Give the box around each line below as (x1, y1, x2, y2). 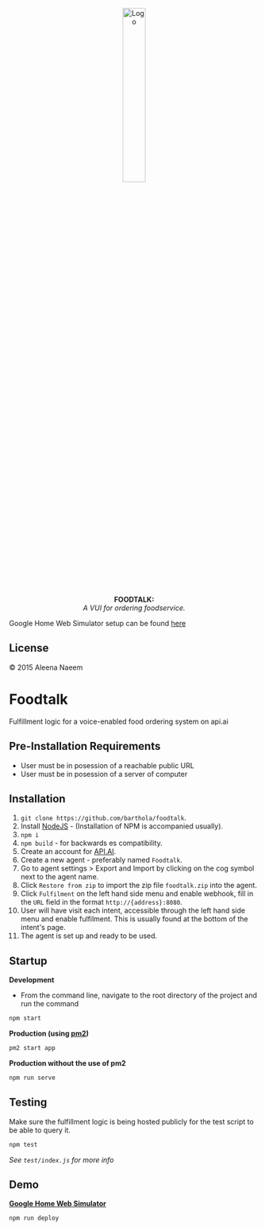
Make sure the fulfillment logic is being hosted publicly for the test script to (9, 1117, 255, 1126)
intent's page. (20, 923, 66, 932)
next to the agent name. (20, 872, 99, 882)
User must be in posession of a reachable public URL (20, 760, 195, 770)
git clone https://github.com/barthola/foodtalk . (20, 813, 187, 823)
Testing (9, 1096, 48, 1109)
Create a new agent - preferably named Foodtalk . (20, 855, 182, 865)
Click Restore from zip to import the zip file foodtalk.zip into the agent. (20, 881, 257, 890)
